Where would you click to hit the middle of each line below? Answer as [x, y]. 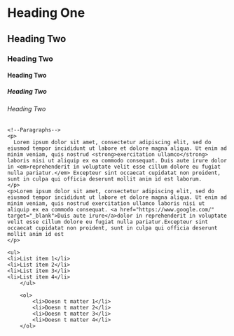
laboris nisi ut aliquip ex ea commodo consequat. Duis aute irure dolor [117, 160]
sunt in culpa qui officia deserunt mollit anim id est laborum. [104, 179]
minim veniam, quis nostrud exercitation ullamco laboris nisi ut [106, 203]
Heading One [46, 13]
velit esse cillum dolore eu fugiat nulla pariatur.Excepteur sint [108, 222]
